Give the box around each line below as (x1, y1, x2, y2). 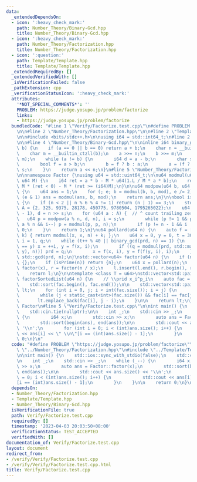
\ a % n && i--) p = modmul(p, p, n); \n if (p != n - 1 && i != (16, 221, 195, 227)
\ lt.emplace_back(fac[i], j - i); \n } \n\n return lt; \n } (16, 298, 193, 304)
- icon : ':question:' (11, 52, 64, 58)
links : (16, 112, 33, 118)
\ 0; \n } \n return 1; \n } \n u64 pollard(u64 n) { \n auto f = (16, 227, 188, 232)
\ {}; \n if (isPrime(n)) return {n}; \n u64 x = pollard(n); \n (16, 259, 188, 266)
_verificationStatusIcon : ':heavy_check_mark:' (11, 90, 130, 96)
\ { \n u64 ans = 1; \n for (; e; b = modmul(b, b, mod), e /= (16, 188, 185, 194)
